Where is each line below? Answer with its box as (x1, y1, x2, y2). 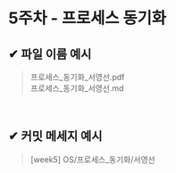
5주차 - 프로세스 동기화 (8, 8, 167, 29)
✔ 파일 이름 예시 (8, 46, 92, 62)
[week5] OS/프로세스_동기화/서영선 (29, 153, 155, 165)
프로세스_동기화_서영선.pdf (29, 72, 125, 82)
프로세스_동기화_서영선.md (29, 83, 124, 94)
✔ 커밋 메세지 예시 (8, 128, 103, 144)
